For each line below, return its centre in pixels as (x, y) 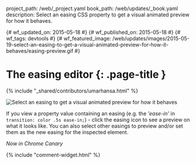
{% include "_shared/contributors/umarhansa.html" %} (72, 91)
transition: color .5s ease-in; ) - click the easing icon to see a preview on (98, 119)
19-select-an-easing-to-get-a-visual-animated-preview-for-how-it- (87, 45)
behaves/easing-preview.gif (40, 51)
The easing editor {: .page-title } (86, 75)
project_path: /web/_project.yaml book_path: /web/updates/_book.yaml (92, 8)
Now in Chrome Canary (35, 143)
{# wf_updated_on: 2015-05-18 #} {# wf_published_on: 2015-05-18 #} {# (93, 32)
